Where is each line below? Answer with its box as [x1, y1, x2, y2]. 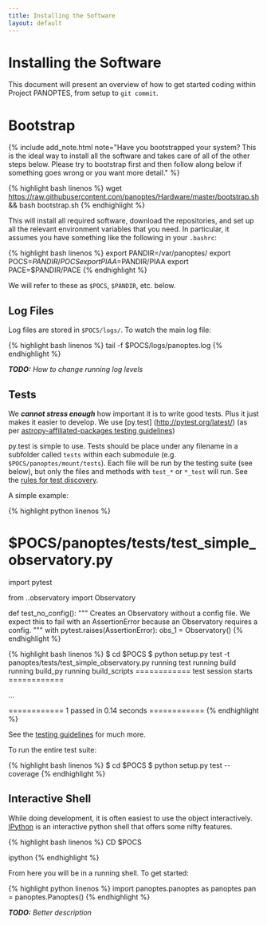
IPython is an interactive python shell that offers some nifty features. [8, 821, 233, 831]
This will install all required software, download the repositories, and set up [8, 216, 254, 226]
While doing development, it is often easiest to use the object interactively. [8, 813, 253, 823]
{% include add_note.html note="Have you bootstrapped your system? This [8, 143, 257, 152]
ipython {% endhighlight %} [8, 852, 100, 862]
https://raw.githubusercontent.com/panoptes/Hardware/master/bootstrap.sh [8, 192, 259, 202]
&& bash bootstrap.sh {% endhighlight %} [8, 200, 146, 210]
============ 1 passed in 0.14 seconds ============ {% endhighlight [8, 706, 259, 715]
